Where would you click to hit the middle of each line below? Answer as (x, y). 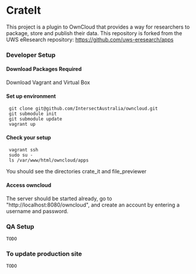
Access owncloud (29, 185)
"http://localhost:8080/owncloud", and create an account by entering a (93, 205)
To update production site (44, 254)
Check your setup (29, 137)
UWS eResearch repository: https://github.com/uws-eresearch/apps (90, 39)
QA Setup (20, 226)
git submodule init (33, 114)
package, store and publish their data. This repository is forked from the (94, 33)
